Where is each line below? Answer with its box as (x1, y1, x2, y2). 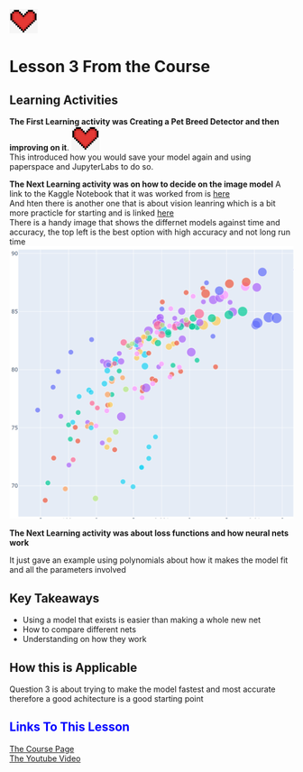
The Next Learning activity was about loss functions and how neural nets (9, 528, 289, 538)
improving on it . (9, 142, 69, 152)
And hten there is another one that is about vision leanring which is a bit (9, 198, 276, 208)
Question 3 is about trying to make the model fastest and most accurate (9, 684, 277, 694)
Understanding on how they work (22, 634, 147, 645)
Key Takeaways (9, 591, 100, 606)
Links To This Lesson (9, 720, 131, 735)
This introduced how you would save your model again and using (9, 152, 252, 162)
